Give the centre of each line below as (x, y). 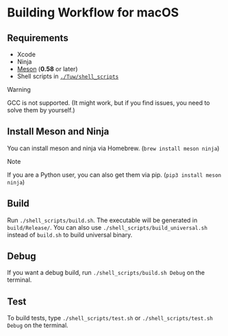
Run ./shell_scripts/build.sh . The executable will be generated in (102, 220)
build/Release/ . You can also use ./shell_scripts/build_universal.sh (107, 227)
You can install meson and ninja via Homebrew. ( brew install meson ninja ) (113, 148)
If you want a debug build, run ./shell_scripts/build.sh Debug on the (106, 273)
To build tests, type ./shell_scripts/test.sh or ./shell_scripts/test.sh (110, 318)
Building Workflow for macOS (93, 13)
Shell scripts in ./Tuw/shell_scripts (68, 76)
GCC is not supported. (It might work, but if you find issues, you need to (109, 103)
